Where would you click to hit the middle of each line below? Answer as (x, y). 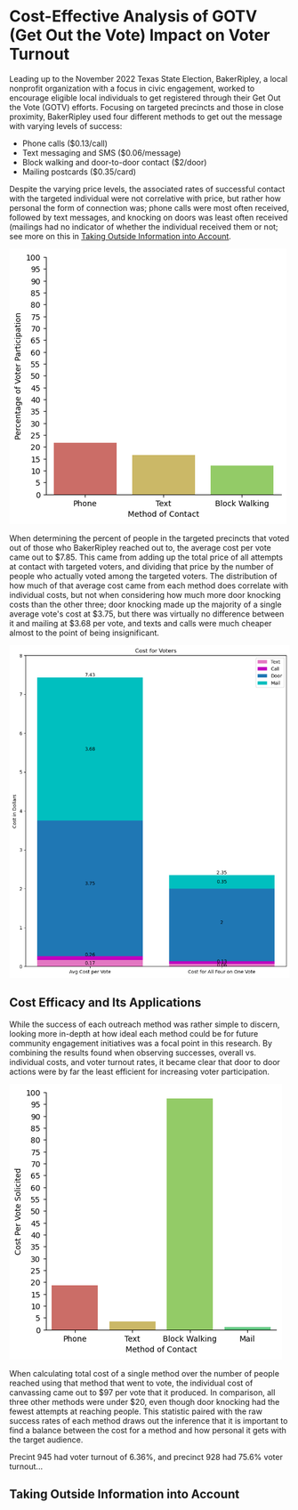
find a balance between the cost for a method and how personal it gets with (148, 1430)
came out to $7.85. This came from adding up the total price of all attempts (146, 557)
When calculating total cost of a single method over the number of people (145, 1373)
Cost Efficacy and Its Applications (105, 1003)
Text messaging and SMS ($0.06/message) (101, 152)
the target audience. (46, 1440)
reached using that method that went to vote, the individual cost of (131, 1383)
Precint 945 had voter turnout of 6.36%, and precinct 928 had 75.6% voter (146, 1457)
